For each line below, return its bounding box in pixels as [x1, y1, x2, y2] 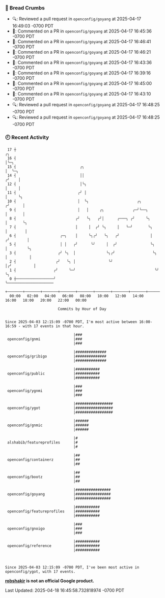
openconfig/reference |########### [7, 543, 100, 548]
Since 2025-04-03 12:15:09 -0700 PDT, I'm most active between [5, 319, 137, 324]
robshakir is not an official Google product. [5, 578, 94, 584]
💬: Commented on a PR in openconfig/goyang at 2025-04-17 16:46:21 [12, 49, 151, 55]
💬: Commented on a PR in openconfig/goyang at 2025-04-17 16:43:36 [12, 60, 152, 65]
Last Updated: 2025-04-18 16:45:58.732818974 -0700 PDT [5, 587, 125, 593]
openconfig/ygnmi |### [7, 388, 82, 393]
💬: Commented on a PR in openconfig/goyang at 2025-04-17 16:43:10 [12, 91, 151, 97]
